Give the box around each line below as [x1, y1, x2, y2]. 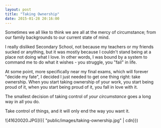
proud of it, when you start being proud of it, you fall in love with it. [5, 84, 138, 90]
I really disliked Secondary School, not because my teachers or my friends [5, 44, 154, 50]
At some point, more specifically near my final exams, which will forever [5, 69, 149, 75]
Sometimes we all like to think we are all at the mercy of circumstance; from [5, 30, 156, 35]
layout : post [5, 7, 32, 12]
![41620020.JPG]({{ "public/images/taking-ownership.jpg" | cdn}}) [5, 117, 138, 124]
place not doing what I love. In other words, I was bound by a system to [5, 54, 148, 60]
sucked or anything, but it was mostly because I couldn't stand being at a [5, 49, 151, 55]
